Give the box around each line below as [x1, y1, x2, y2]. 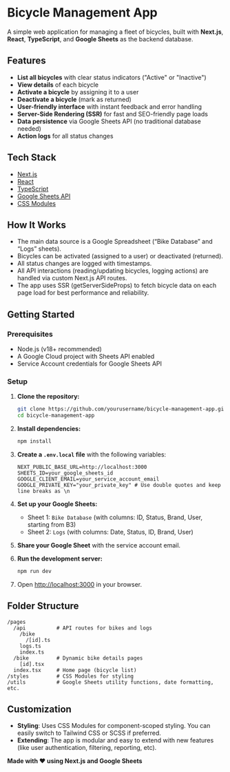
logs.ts [19, 643, 41, 649]
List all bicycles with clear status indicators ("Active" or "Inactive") [17, 73, 207, 81]
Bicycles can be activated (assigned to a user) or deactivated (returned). [17, 252, 224, 260]
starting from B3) [27, 520, 76, 528]
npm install [17, 438, 52, 445]
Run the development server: [17, 554, 103, 563]
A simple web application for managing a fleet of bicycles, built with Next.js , [7, 28, 224, 36]
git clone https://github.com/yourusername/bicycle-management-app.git [17, 406, 227, 413]
